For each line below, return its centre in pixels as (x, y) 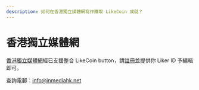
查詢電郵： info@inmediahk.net (44, 80)
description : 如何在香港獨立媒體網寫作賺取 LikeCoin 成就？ (74, 12)
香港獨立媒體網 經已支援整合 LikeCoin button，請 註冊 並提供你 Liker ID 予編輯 (100, 60)
